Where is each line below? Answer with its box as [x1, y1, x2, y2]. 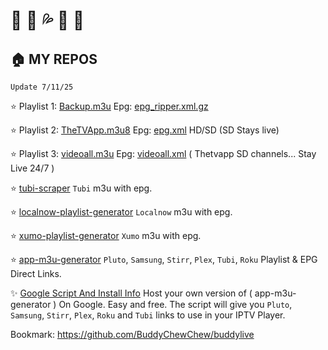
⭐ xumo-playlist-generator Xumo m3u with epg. [10, 230, 202, 241]
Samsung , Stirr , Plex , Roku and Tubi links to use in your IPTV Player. [10, 309, 286, 321]
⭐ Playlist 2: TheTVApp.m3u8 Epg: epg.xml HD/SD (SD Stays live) [10, 124, 280, 136]
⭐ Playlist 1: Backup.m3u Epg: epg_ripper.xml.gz [10, 100, 209, 112]
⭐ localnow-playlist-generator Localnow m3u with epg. [10, 206, 233, 218]
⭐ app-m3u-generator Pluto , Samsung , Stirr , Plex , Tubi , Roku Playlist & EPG [10, 254, 318, 265]
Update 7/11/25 [10, 82, 74, 92]
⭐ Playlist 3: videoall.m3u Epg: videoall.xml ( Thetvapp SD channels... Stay [10, 148, 317, 159]
